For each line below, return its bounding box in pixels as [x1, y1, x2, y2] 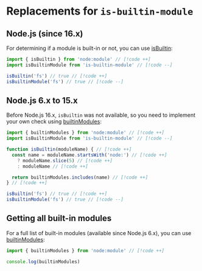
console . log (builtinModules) [6, 258, 80, 265]
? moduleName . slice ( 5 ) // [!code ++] [17, 157, 113, 163]
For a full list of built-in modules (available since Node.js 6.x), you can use [6, 229, 192, 236]
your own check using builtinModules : [6, 118, 102, 125]
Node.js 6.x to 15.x [6, 95, 78, 106]
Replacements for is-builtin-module [6, 4, 193, 18]
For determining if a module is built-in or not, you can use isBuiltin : [6, 44, 173, 52]
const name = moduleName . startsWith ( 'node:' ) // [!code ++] [12, 152, 167, 158]
